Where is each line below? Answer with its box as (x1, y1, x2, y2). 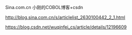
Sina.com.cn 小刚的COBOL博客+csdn (5, 4, 83, 10)
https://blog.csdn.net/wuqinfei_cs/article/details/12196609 (5, 24, 127, 30)
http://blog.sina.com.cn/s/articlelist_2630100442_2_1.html (5, 14, 125, 20)
